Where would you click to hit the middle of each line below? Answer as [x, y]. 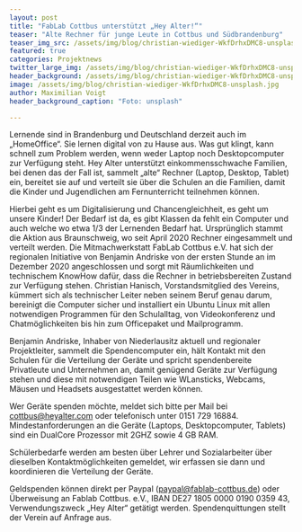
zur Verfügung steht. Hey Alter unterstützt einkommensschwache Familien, [148, 164]
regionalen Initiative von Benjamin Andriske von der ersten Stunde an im [142, 257]
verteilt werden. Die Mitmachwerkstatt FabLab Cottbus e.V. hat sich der [142, 247]
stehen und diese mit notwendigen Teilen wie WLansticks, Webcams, [138, 379]
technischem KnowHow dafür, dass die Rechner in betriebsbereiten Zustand [151, 276]
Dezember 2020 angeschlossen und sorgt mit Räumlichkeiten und [132, 267]
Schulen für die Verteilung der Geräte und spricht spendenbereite [131, 360]
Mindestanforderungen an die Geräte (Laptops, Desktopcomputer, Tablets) [147, 426]
